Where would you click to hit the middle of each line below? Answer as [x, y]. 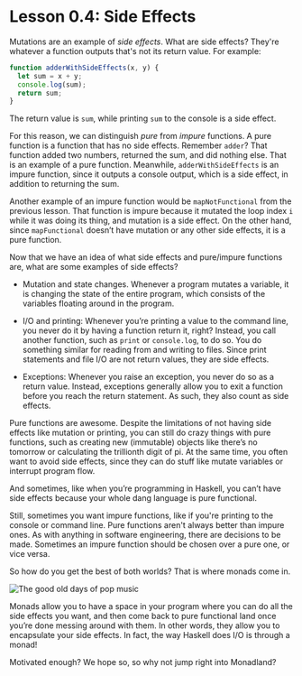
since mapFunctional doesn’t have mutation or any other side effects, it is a [147, 230]
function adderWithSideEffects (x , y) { [84, 68]
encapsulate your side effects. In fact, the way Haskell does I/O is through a [150, 635]
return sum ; [40, 93]
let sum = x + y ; [50, 76]
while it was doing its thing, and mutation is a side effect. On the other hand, [151, 221]
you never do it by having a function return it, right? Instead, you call [149, 330]
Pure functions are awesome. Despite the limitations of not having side [141, 423]
